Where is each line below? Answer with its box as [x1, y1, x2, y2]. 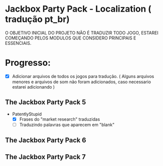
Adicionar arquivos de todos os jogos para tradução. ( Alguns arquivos [12, 73, 155, 79]
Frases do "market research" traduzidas [19, 116, 100, 122]
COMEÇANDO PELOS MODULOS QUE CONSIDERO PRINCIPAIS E [5, 35, 137, 41]
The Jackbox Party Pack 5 [5, 98, 86, 107]
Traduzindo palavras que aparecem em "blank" [19, 122, 115, 128]
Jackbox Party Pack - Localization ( [5, 3, 152, 15]
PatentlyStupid [12, 111, 42, 117]
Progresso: [5, 57, 51, 69]
